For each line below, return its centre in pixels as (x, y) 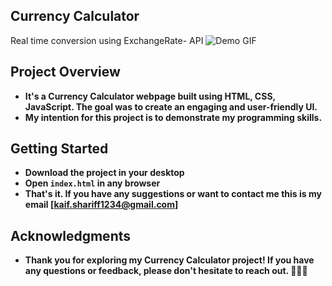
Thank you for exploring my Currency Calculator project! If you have (169, 260)
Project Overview (65, 72)
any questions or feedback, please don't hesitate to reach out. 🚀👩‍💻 (166, 271)
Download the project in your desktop (104, 173)
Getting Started (59, 149)
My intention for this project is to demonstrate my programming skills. (173, 117)
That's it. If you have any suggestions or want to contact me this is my (173, 194)
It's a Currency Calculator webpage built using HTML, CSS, (150, 96)
